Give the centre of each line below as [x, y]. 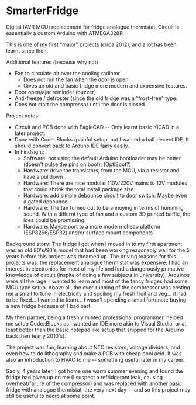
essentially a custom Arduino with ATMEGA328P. [65, 33]
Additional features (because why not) [52, 62]
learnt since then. [27, 50]
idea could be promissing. [54, 220]
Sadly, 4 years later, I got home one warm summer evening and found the [94, 371]
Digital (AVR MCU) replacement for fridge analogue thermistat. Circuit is [93, 27]
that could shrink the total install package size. [79, 189]
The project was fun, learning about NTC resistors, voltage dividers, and [93, 347]
